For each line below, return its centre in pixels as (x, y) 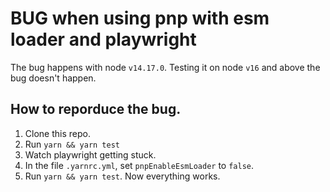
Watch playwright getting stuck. (90, 154)
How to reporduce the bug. (96, 109)
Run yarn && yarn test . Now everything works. (122, 176)
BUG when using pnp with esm (140, 18)
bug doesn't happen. (53, 78)
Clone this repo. (57, 133)
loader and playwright (103, 39)
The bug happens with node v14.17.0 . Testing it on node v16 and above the (165, 67)
